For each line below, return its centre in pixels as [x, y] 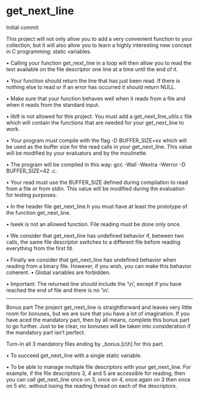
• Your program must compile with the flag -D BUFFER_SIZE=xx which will [97, 140]
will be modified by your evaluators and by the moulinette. [77, 153]
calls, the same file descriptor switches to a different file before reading [93, 242]
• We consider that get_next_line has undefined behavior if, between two [95, 235]
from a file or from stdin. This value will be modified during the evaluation [95, 189]
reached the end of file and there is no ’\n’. [58, 290]
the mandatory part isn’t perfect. [46, 332]
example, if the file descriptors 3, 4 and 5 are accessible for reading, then [96, 373]
